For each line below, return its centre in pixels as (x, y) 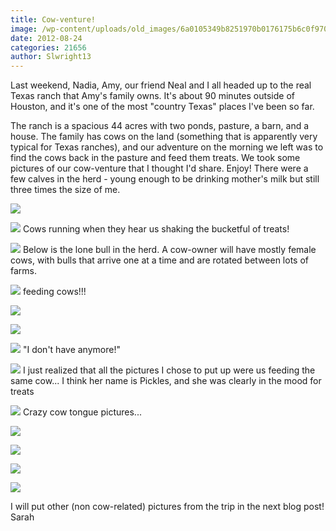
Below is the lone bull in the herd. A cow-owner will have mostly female (169, 250)
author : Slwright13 (51, 57)
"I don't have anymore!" (71, 350)
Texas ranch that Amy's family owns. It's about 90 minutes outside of (152, 96)
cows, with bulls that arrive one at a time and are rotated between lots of (160, 260)
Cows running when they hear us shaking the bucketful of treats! (156, 229)
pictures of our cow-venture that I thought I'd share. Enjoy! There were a (159, 168)
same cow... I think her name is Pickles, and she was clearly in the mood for (166, 381)
